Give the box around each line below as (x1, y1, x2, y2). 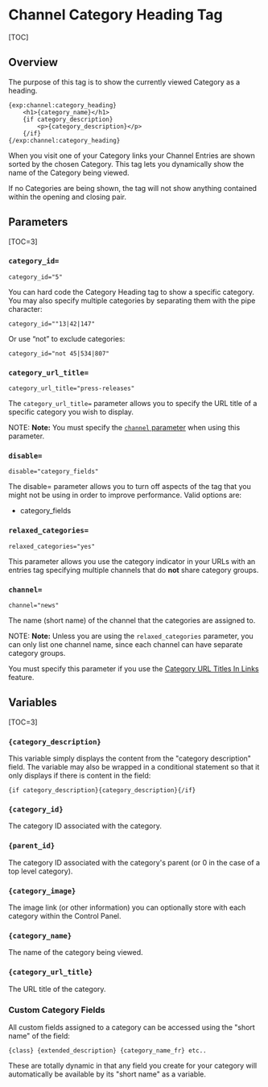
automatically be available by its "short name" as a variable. (8, 1069, 207, 1079)
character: (8, 304, 43, 313)
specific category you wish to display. (8, 407, 134, 417)
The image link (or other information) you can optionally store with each (8, 902, 246, 912)
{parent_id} (8, 841, 56, 851)
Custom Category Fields (8, 1004, 105, 1015)
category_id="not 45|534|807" (8, 349, 110, 358)
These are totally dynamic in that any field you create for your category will (8, 1060, 258, 1070)
